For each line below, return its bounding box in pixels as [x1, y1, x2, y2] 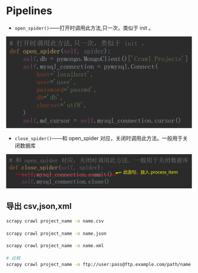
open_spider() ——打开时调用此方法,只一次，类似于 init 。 [14, 24, 154, 31]
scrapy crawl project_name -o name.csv [6, 218, 104, 224]
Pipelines [6, 4, 53, 18]
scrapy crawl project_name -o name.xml [6, 243, 104, 249]
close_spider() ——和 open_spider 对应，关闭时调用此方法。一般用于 [14, 135, 183, 142]
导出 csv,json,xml [6, 201, 72, 211]
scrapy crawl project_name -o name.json [6, 231, 107, 237]
